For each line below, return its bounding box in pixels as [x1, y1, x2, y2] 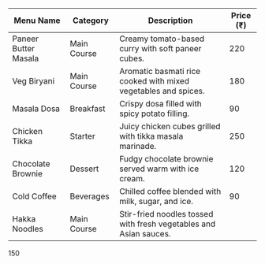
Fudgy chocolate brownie [119, 154, 214, 164]
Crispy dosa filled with [119, 99, 203, 109]
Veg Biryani [12, 76, 55, 86]
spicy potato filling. [119, 108, 190, 119]
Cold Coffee [12, 191, 57, 202]
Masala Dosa [12, 103, 61, 113]
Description [147, 15, 193, 26]
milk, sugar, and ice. [119, 196, 194, 206]
